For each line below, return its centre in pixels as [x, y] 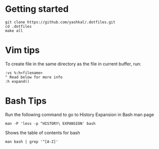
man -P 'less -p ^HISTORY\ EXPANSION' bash [50, 123]
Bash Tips [26, 101]
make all [14, 30]
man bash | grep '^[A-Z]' [32, 142]
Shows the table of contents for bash [43, 133]
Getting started [37, 9]
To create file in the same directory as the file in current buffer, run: [73, 64]
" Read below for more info [34, 77]
